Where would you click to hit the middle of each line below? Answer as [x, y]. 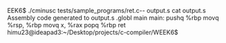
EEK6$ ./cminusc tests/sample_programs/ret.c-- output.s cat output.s [106, 11]
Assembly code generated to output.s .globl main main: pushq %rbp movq [113, 18]
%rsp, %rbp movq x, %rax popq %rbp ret [66, 25]
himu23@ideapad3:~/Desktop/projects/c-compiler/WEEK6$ [93, 32]
